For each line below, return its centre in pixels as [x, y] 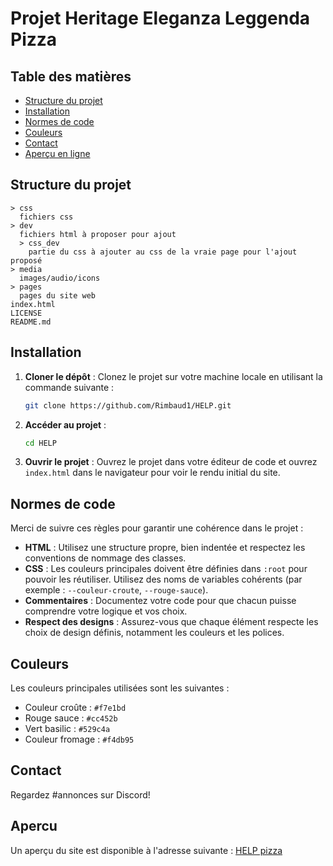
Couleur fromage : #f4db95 [79, 739]
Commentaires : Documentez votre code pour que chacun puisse [160, 601]
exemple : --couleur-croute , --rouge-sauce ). [116, 590]
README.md [31, 322]
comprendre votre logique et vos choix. [106, 611]
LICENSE [26, 313]
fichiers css [46, 217]
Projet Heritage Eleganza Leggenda [160, 18]
